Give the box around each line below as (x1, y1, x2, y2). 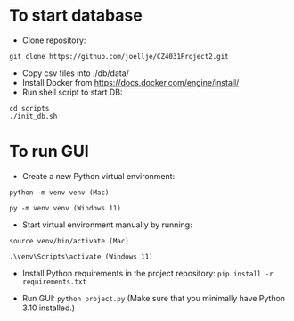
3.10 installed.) (21, 302, 76, 313)
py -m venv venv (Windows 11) (9, 203, 122, 212)
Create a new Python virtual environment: (21, 170, 176, 181)
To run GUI (9, 142, 89, 161)
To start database (9, 5, 143, 26)
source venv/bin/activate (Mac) (9, 236, 129, 245)
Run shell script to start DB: (21, 86, 123, 97)
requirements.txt (21, 277, 87, 286)
